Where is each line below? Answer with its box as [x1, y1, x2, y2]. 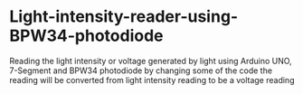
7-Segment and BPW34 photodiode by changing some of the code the [9, 65, 273, 76]
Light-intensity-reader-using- [9, 6, 239, 27]
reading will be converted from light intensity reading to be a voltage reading [9, 74, 295, 85]
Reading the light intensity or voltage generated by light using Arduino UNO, [9, 55, 292, 66]
